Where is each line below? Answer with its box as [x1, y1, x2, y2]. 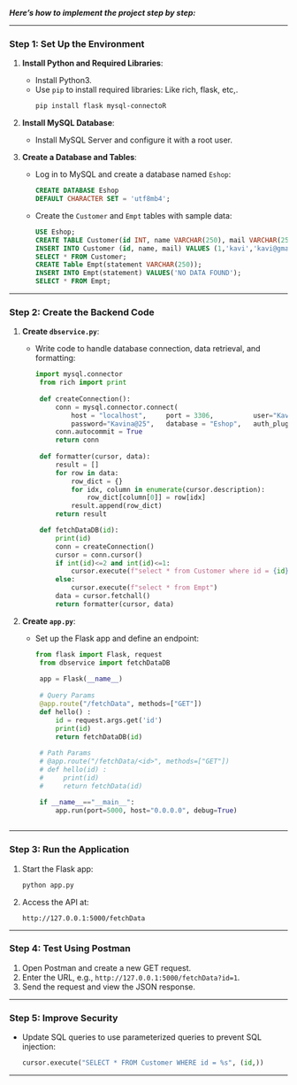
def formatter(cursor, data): [39, 452, 151, 461]
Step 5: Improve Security [9, 1012, 118, 1024]
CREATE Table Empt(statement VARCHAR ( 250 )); [34, 260, 202, 269]
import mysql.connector [34, 370, 124, 379]
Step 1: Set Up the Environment [9, 37, 145, 50]
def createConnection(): [39, 394, 131, 404]
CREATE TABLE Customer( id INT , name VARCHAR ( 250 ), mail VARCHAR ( [34, 235, 281, 244]
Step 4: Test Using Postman [9, 943, 131, 955]
